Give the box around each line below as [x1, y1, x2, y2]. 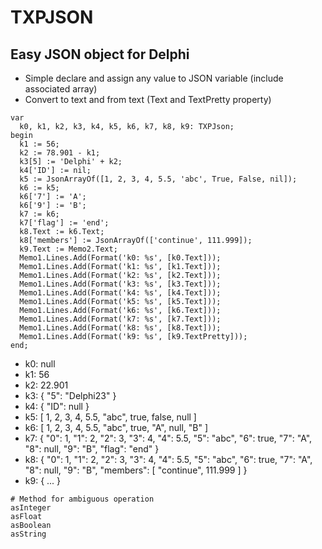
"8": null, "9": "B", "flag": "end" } [24, 443, 160, 455]
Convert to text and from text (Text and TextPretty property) [24, 94, 272, 105]
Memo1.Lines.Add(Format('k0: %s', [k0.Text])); [19, 253, 222, 263]
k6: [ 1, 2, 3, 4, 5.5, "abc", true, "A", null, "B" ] [24, 422, 209, 433]
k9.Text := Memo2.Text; [19, 244, 118, 254]
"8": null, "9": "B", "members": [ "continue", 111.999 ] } [24, 464, 248, 476]
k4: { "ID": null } [24, 401, 90, 412]
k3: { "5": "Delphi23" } [24, 390, 117, 401]
